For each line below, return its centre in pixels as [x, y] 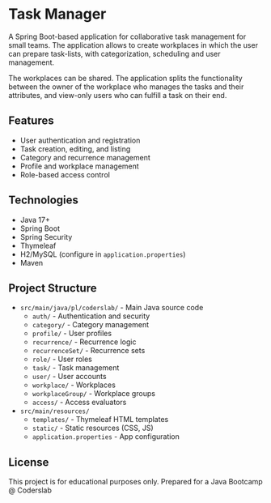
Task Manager [57, 14]
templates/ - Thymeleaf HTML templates [100, 420]
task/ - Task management [76, 368]
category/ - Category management [91, 325]
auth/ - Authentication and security [91, 316]
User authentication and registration [80, 140]
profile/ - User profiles [72, 334]
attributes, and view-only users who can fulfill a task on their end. [118, 95]
